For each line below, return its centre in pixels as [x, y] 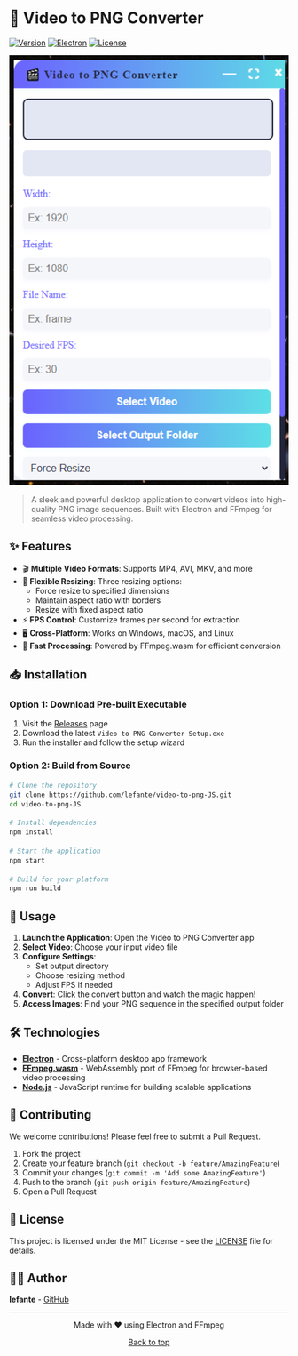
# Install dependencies [53, 823]
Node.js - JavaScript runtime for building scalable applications [137, 1087]
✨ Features [40, 546]
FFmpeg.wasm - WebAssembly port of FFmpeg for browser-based [145, 1068]
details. [23, 1250]
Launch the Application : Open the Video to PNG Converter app [138, 938]
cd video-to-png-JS [45, 804]
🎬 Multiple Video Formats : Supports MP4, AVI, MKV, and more [137, 568]
